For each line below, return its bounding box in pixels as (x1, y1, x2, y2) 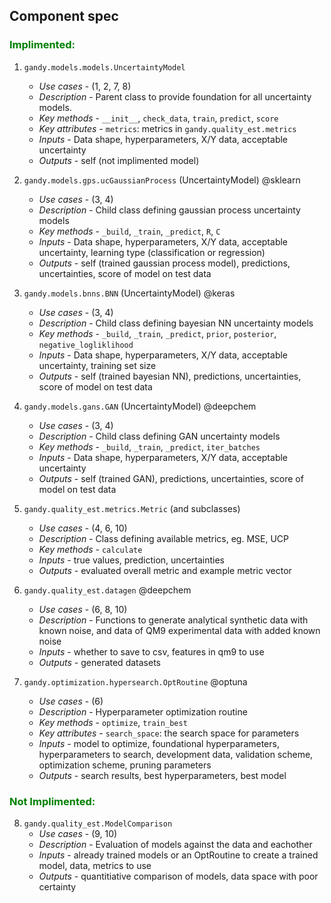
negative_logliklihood (38, 340, 134, 350)
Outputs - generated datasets (38, 656, 161, 668)
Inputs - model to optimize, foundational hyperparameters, (38, 737, 280, 749)
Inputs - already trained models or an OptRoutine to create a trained (38, 849, 319, 861)
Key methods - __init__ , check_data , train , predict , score (38, 112, 279, 124)
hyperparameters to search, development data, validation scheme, (38, 748, 314, 760)
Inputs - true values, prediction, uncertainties (38, 554, 225, 566)
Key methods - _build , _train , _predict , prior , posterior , (38, 327, 277, 339)
